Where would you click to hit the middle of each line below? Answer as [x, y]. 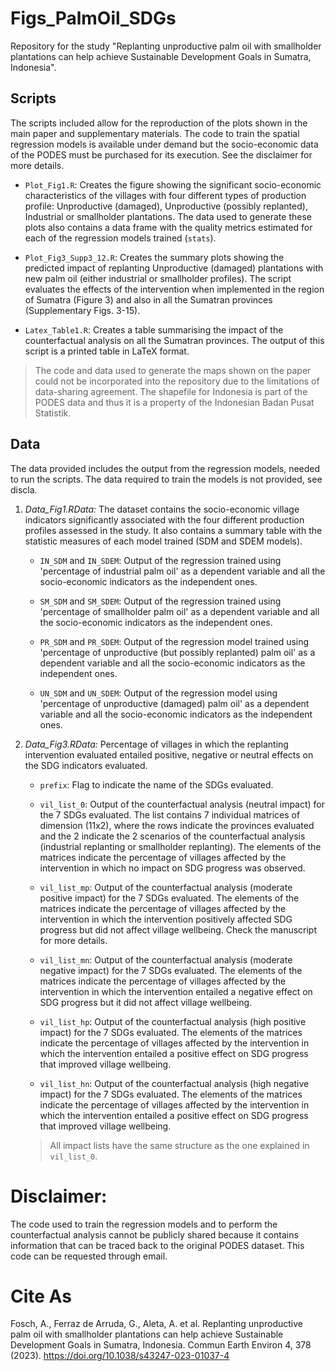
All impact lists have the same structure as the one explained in [179, 1145]
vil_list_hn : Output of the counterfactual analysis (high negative [174, 1083]
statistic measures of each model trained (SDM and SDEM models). [163, 541]
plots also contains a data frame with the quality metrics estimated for [168, 227]
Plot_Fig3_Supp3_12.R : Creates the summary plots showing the [154, 257]
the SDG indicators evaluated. [86, 765]
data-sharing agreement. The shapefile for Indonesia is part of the [171, 391]
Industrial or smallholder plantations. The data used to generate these [168, 216]
